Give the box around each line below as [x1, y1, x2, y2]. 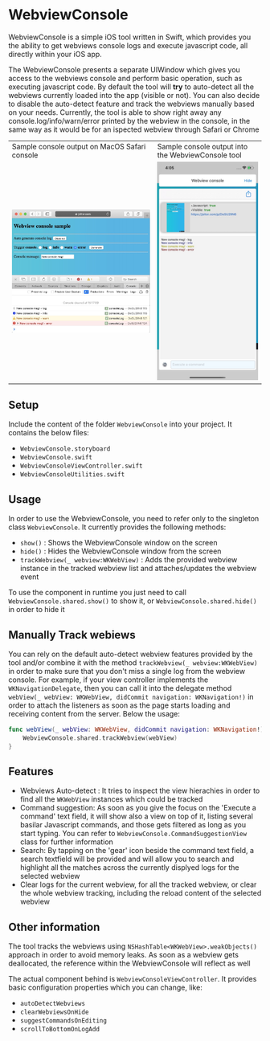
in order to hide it [8, 605, 66, 614]
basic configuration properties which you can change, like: [8, 982, 203, 993]
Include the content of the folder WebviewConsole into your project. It [8, 419, 233, 429]
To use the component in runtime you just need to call [8, 588, 187, 598]
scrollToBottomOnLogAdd [19, 1026, 100, 1034]
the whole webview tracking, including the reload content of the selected [19, 888, 262, 898]
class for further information [19, 837, 114, 847]
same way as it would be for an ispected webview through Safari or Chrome [8, 125, 260, 134]
